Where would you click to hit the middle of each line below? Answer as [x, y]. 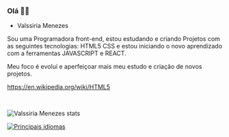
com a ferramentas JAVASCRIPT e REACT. [67, 53]
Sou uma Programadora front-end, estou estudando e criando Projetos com [114, 39]
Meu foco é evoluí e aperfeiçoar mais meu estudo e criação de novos [105, 67]
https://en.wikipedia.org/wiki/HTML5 [59, 87]
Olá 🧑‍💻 [18, 11]
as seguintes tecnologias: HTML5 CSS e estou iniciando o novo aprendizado [115, 46]
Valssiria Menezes [42, 26]
